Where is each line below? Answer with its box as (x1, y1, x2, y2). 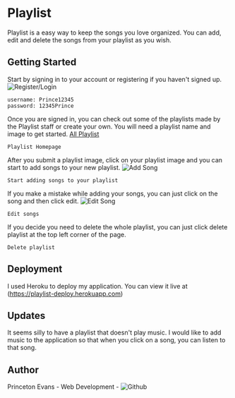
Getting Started (7, 56, 77, 68)
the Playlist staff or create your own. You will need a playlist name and (7, 122, 211, 131)
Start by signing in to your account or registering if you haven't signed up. (7, 75, 222, 83)
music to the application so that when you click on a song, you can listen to (7, 336, 226, 344)
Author (7, 363, 39, 375)
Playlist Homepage (7, 143, 61, 150)
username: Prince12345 (7, 96, 74, 103)
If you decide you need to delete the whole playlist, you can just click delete (7, 222, 228, 231)
